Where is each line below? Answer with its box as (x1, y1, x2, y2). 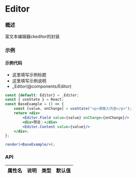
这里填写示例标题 (12, 71, 47, 77)
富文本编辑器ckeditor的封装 (5, 34, 60, 39)
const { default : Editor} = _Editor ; (5, 92, 79, 98)
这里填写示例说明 (12, 78, 47, 84)
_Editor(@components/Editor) (12, 83, 72, 89)
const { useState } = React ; (5, 97, 64, 102)
